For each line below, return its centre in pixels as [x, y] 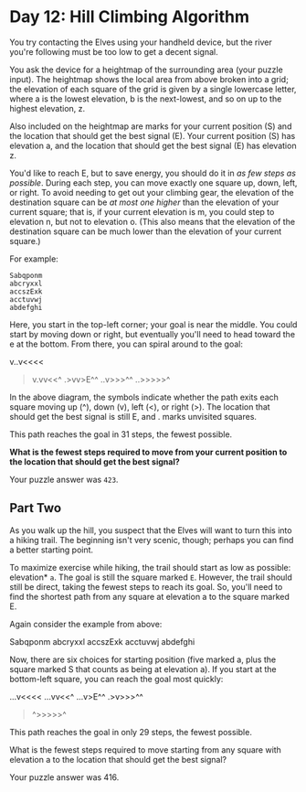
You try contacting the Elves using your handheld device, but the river [141, 42]
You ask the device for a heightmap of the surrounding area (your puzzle [146, 70]
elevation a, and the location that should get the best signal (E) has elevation [153, 145]
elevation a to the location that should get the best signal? [118, 759]
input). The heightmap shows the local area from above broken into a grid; [149, 79]
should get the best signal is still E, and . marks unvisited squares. [133, 416]
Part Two [36, 508]
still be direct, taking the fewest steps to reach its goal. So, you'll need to [146, 586]
